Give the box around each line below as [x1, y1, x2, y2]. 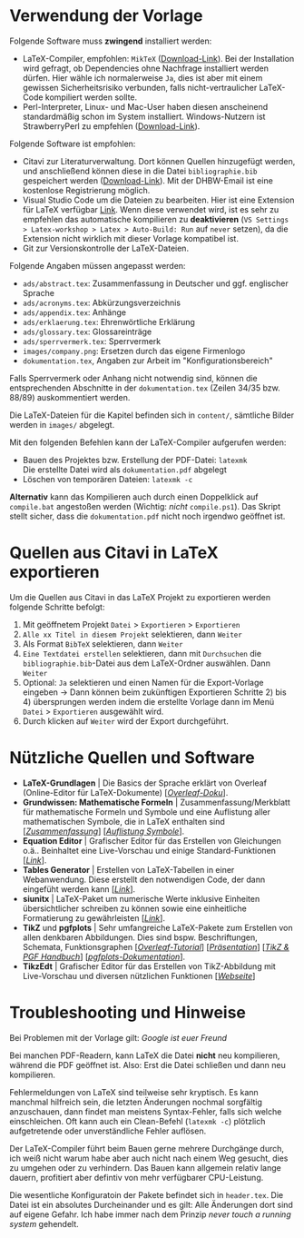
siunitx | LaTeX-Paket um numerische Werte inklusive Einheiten [22, 893, 260, 904]
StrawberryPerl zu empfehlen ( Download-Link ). [22, 120, 201, 132]
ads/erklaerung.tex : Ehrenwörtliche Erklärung [22, 316, 195, 327]
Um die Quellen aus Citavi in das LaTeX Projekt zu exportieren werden [9, 591, 270, 602]
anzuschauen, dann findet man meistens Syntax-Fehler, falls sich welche [9, 1105, 282, 1117]
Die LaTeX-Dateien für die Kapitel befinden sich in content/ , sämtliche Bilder [9, 410, 295, 421]
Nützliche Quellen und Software [9, 748, 256, 768]
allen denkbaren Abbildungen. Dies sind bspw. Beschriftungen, [22, 932, 259, 943]
